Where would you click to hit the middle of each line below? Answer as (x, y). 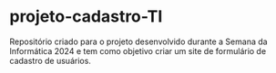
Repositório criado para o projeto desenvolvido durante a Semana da (138, 41)
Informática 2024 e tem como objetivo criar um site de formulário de (138, 50)
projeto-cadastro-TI (86, 17)
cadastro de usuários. (50, 60)
